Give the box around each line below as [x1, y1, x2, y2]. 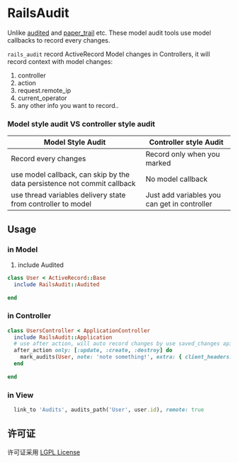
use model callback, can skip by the [11, 170, 130, 180]
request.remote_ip [17, 86, 72, 94]
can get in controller [145, 199, 212, 209]
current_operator [17, 94, 67, 102]
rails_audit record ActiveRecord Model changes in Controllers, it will [7, 50, 210, 58]
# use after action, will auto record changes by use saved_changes [13, 340, 220, 347]
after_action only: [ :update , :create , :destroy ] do [13, 347, 173, 354]
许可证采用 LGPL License [7, 447, 80, 456]
